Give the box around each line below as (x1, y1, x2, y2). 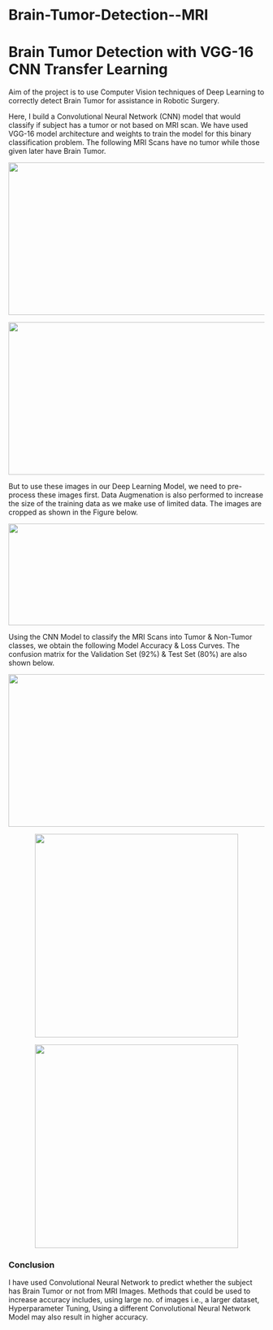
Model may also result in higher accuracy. (8, 1312, 149, 1322)
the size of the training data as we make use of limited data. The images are (8, 499, 262, 509)
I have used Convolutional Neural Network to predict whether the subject (8, 1278, 253, 1288)
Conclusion (8, 1259, 55, 1271)
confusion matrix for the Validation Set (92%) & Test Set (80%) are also (8, 650, 248, 659)
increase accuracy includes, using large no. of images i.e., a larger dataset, (8, 1295, 260, 1305)
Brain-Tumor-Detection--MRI (8, 6, 209, 24)
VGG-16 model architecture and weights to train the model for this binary (8, 129, 252, 139)
